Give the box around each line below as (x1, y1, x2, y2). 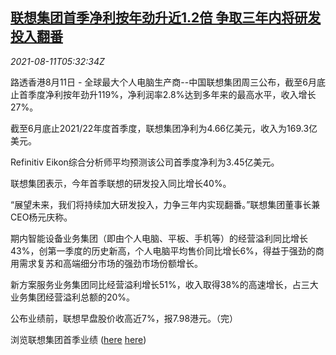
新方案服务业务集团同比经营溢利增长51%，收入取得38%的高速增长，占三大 (10, 278, 319, 290)
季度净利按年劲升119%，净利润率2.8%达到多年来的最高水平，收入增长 (27, 88, 317, 100)
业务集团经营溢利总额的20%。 (10, 291, 136, 303)
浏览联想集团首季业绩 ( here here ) (10, 333, 147, 345)
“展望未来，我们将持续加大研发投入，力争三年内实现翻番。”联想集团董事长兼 (10, 198, 321, 210)
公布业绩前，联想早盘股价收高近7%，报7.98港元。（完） (10, 312, 239, 324)
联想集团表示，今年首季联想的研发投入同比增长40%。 (10, 177, 232, 189)
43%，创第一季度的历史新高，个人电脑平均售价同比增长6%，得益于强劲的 (10, 244, 316, 257)
